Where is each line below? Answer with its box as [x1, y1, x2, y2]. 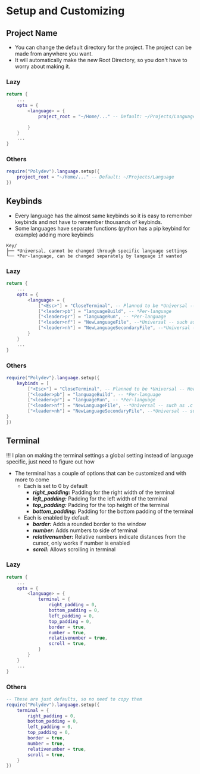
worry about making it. [14, 63, 70, 70]
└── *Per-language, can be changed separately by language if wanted [6, 253, 183, 259]
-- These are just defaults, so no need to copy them [6, 696, 143, 702]
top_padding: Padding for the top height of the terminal [32, 501, 170, 508]
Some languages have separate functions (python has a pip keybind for [14, 225, 190, 232]
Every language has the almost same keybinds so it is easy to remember [14, 212, 192, 219]
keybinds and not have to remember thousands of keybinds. [14, 218, 162, 225]
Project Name [6, 28, 58, 38]
